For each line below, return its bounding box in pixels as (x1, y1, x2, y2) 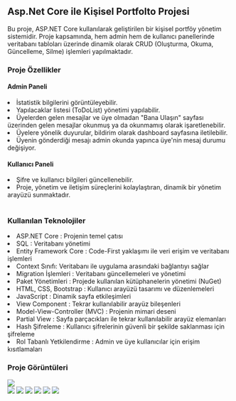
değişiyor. (7, 143, 36, 152)
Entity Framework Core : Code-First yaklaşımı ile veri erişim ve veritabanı (16, 247, 230, 256)
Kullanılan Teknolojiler (7, 216, 86, 226)
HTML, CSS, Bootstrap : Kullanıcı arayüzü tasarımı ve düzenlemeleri (16, 285, 215, 293)
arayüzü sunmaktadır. (7, 191, 71, 199)
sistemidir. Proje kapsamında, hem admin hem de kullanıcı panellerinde (7, 32, 215, 40)
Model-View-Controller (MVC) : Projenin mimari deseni (16, 307, 176, 316)
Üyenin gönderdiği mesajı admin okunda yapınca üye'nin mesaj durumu (16, 136, 226, 144)
